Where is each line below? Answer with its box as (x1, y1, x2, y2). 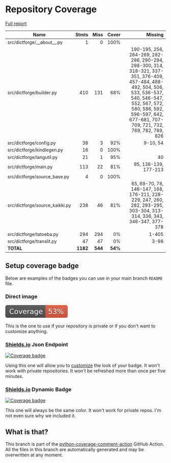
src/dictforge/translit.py (7, 238, 57, 244)
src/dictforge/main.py (7, 164, 53, 170)
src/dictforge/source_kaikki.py (7, 202, 71, 208)
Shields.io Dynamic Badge (5, 386, 72, 393)
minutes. (5, 373, 24, 379)
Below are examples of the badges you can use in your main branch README (5, 275, 163, 281)
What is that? (5, 427, 48, 436)
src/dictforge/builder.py (7, 89, 58, 95)
